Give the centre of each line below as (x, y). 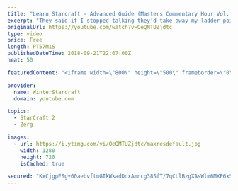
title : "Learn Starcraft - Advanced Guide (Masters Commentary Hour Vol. (119, 14)
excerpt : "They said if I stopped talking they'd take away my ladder (114, 21)
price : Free (25, 40)
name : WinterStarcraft (47, 92)
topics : (19, 111)
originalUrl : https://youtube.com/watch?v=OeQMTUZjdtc (90, 27)
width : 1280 (38, 150)
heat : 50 (20, 60)
